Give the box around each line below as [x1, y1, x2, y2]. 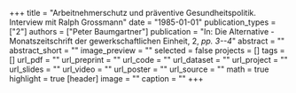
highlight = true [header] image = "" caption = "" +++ [9, 74, 204, 83]
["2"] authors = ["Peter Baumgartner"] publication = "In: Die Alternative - [9, 27, 275, 36]
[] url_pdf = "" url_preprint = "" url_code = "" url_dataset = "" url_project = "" [9, 55, 288, 65]
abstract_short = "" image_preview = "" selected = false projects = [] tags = [9, 45, 285, 56]
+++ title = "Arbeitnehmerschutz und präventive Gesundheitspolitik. [9, 8, 257, 18]
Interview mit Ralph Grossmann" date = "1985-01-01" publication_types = [9, 17, 277, 27]
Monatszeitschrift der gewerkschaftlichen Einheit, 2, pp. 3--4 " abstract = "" [9, 35, 285, 46]
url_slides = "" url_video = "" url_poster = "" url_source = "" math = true [9, 64, 269, 74]
